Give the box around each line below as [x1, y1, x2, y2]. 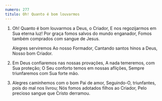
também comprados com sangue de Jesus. [12, 35, 100, 42]
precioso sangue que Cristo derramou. [12, 90, 91, 96]
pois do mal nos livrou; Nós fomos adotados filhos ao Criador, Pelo [12, 85, 147, 91]
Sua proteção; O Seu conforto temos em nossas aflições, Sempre [12, 65, 144, 71]
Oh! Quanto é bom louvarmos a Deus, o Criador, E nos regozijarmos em [12, 25, 157, 31]
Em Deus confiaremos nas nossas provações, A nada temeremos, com [12, 60, 155, 66]
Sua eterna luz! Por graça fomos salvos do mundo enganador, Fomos [12, 30, 152, 36]
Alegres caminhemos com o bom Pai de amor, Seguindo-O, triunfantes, [12, 79, 156, 86]
